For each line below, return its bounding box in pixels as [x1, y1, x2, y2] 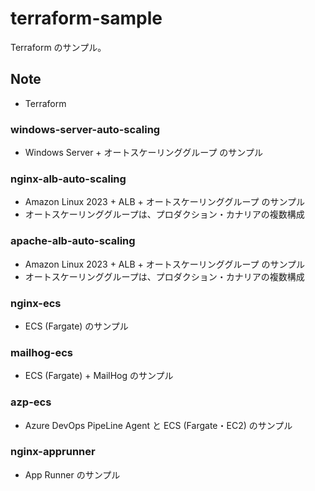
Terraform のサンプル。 [10, 41, 107, 53]
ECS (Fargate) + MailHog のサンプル [24, 370, 174, 382]
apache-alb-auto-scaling [10, 234, 136, 248]
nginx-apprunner [10, 445, 96, 459]
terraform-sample [10, 7, 163, 30]
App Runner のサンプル [24, 468, 121, 481]
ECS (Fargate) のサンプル [24, 320, 129, 332]
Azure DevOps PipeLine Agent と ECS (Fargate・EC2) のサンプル [24, 419, 293, 431]
